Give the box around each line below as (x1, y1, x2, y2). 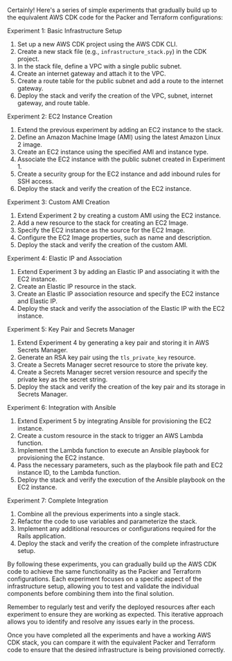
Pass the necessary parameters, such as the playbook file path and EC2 (17, 461, 223, 469)
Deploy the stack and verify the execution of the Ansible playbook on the (17, 476, 226, 484)
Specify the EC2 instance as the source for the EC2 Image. (17, 226, 186, 234)
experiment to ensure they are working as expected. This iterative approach (7, 610, 224, 618)
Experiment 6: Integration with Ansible (7, 404, 116, 411)
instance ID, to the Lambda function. (17, 469, 121, 476)
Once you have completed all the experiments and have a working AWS (7, 631, 211, 639)
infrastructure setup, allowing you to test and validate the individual (7, 582, 199, 590)
